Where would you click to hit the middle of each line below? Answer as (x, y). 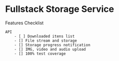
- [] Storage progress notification (52, 45)
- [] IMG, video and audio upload (50, 49)
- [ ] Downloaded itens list (44, 36)
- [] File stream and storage (46, 41)
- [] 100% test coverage (40, 54)
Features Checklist (24, 23)
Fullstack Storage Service (59, 9)
